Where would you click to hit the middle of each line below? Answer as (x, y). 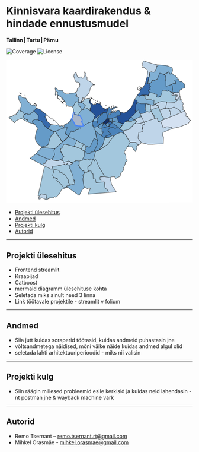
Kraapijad (26, 276)
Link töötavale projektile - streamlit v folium (67, 302)
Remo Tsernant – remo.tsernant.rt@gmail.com (71, 436)
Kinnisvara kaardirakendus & (78, 11)
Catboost (26, 283)
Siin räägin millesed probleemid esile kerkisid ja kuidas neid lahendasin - (103, 391)
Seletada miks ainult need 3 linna (55, 295)
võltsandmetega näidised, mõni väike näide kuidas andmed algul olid (98, 346)
